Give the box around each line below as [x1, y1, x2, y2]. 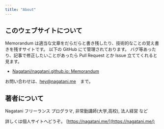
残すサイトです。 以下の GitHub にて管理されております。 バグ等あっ [13, 46, 152, 52]
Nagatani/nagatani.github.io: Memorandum [12, 68, 100, 74]
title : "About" [5, 7, 36, 12]
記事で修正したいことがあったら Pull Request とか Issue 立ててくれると [13, 52, 158, 59]
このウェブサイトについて [5, 26, 82, 35]
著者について [5, 94, 44, 103]
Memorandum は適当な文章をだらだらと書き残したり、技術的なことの [5, 40, 146, 46]
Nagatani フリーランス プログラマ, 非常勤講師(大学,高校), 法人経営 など [5, 108, 148, 114]
